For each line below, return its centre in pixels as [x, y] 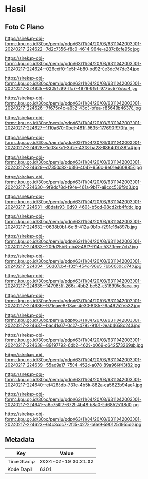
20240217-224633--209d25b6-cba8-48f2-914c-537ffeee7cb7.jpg [72, 246]
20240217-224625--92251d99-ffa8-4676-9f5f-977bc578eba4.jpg [71, 88]
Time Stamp [21, 461]
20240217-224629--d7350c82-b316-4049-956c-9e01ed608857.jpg [74, 167]
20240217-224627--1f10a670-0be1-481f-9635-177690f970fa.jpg [70, 128]
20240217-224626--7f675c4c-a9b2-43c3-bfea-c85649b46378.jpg [73, 108]
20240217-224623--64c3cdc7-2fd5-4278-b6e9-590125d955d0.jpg [73, 424]
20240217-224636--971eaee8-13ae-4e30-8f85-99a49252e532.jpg [73, 306]
